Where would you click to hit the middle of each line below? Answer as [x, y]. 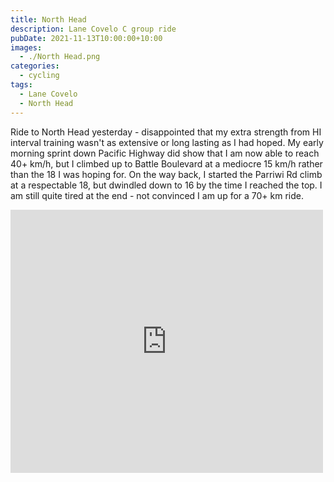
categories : [35, 66]
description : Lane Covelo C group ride [93, 29]
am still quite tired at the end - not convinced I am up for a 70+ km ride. [157, 195]
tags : [21, 85]
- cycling [39, 76]
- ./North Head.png [60, 57]
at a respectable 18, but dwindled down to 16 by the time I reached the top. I [166, 185]
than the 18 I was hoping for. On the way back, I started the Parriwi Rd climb [166, 174]
